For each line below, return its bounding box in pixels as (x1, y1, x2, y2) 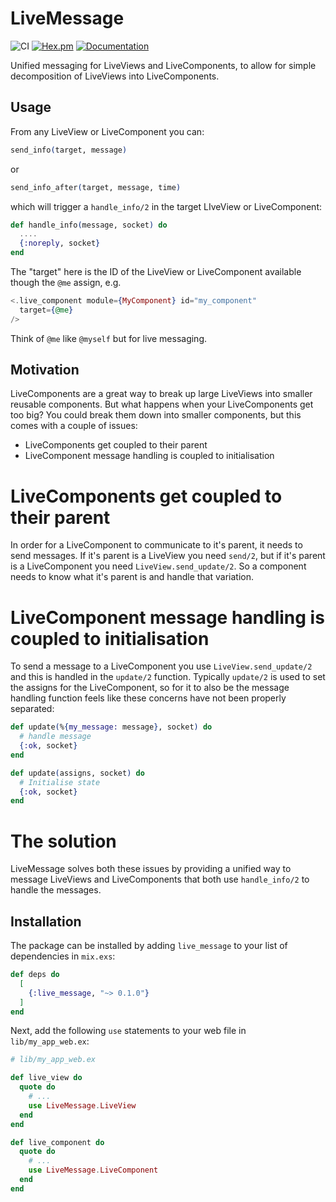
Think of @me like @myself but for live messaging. (10, 332, 208, 344)
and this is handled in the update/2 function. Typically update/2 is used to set (10, 671, 326, 683)
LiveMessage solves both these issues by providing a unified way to (10, 863, 292, 875)
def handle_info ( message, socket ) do (10, 220, 168, 230)
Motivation (10, 362, 80, 379)
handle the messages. (10, 884, 102, 896)
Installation (10, 913, 82, 930)
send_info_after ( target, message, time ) (10, 182, 182, 192)
